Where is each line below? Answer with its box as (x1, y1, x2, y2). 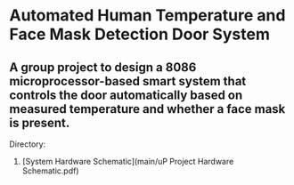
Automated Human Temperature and (9, 5, 286, 26)
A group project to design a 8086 (9, 60, 197, 75)
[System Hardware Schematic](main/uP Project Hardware (21, 157, 234, 166)
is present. (9, 115, 70, 130)
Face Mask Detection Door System (9, 24, 270, 44)
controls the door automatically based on (9, 87, 243, 102)
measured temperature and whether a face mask (9, 101, 286, 117)
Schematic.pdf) (21, 165, 79, 176)
